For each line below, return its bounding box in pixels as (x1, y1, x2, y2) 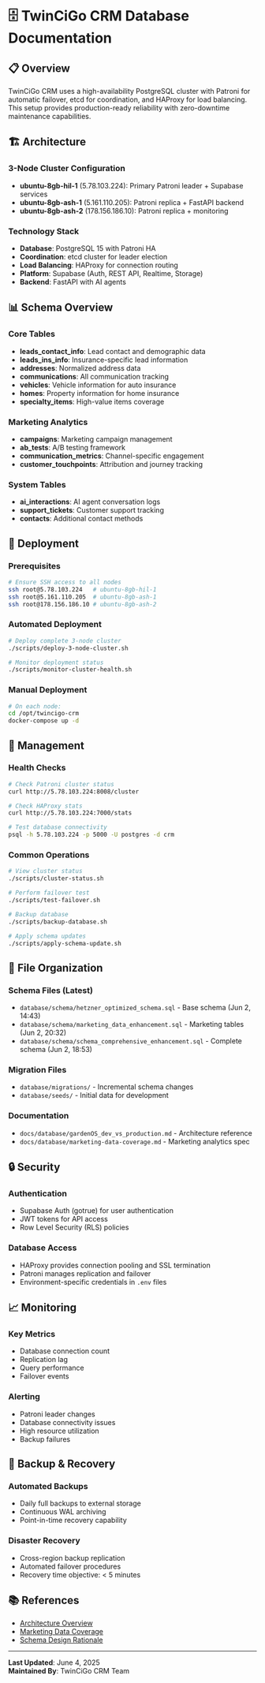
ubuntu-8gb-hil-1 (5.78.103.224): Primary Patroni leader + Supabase (19, 181, 244, 190)
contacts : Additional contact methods (19, 514, 144, 524)
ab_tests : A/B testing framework (19, 442, 126, 452)
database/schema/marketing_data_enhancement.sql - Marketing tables (19, 1020, 244, 1029)
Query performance (19, 1363, 84, 1373)
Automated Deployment (8, 619, 103, 630)
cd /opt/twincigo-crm (8, 710, 80, 718)
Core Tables (8, 329, 55, 340)
